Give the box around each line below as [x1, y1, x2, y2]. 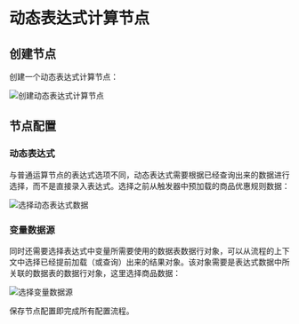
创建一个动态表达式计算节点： [9, 72, 118, 82]
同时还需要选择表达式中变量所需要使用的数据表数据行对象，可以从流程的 [9, 245, 274, 256]
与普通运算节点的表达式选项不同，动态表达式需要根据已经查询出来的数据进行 [9, 170, 290, 180]
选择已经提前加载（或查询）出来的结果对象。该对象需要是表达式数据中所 [24, 257, 290, 267]
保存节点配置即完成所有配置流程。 [9, 305, 134, 316]
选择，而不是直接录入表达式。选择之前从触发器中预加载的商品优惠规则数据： [9, 180, 290, 191]
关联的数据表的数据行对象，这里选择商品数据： [9, 267, 181, 278]
